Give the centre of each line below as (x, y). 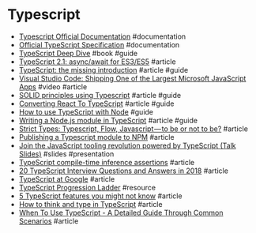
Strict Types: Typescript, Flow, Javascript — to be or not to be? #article (133, 129)
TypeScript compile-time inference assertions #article (107, 162)
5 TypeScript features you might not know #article (100, 196)
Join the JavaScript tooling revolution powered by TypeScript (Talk (127, 145)
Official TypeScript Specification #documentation (99, 44)
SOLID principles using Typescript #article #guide (100, 95)
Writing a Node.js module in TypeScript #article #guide (108, 120)
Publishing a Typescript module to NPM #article (96, 137)
